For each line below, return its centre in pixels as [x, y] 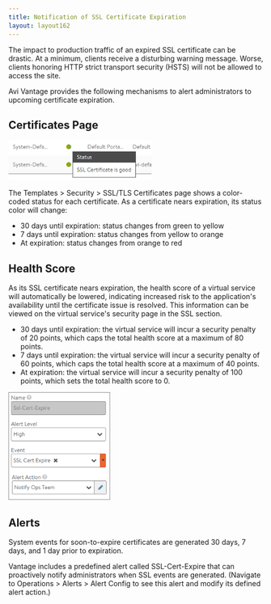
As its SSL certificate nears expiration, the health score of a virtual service [132, 288]
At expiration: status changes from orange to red [101, 243]
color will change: [38, 210]
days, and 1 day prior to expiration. [66, 551]
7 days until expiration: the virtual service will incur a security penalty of [140, 355]
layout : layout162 [39, 25]
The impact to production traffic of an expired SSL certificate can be [122, 49]
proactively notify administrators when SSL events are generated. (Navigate [135, 575]
